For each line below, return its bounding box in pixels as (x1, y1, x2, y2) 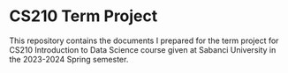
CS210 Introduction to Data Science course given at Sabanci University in (9, 44, 277, 55)
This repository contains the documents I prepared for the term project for (9, 35, 279, 46)
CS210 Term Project (9, 6, 158, 26)
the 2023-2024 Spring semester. (9, 54, 129, 64)
